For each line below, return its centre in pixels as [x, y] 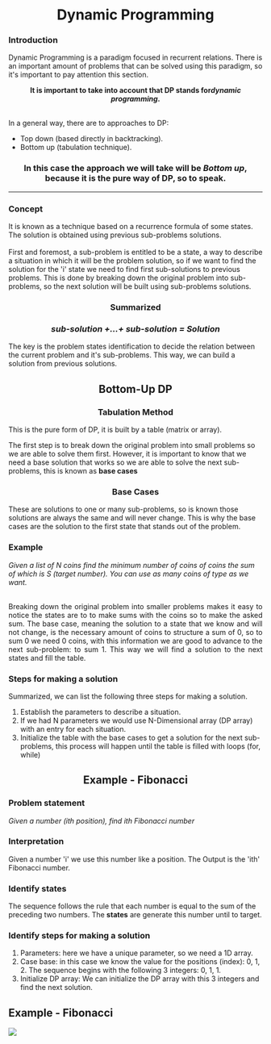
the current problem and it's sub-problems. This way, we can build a [122, 355]
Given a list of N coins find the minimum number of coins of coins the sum [132, 565]
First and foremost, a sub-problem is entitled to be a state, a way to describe [135, 253]
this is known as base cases [91, 470]
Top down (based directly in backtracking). [92, 139]
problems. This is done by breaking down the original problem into [119, 278]
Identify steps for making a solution [79, 936]
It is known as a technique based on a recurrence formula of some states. [131, 227]
